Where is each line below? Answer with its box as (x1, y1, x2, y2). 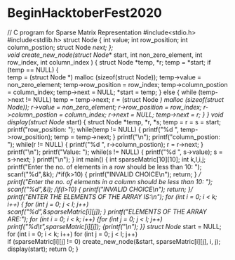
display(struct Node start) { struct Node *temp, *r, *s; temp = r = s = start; (7, 117, 221, 126)
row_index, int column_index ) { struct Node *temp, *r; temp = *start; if (7, 58, 212, 66)
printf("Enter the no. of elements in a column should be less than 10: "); (7, 177, 213, 186)
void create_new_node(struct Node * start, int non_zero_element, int (7, 51, 203, 59)
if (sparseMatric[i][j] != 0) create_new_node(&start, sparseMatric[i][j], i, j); (7, 237, 221, 245)
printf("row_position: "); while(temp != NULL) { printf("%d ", (7, 125, 179, 134)
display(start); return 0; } (7, 245, 79, 253)
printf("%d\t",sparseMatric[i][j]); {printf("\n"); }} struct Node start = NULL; (7, 222, 222, 230)
